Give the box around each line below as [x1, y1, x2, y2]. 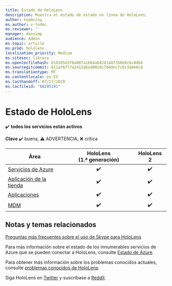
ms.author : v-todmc [5, 22, 47, 27]
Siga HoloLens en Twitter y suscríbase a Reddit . [5, 275, 106, 281]
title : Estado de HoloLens [5, 7, 63, 13]
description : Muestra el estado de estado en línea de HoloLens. [5, 12, 147, 17]
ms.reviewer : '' [5, 27, 40, 32]
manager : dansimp [5, 31, 42, 36]
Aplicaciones [8, 191, 39, 198]
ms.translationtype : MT [5, 70, 56, 75]
